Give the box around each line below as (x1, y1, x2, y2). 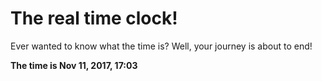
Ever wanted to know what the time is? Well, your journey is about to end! (10, 40, 313, 52)
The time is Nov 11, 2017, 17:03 (10, 59, 138, 71)
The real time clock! (10, 7, 178, 30)
